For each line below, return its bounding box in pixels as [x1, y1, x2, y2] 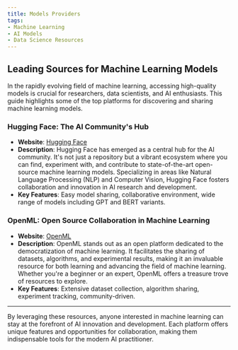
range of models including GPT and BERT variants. [17, 198, 166, 206]
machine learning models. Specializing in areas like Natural [39, 168, 212, 177]
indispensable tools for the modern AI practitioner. [7, 334, 154, 343]
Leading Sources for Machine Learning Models [7, 63, 218, 75]
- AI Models [7, 30, 42, 37]
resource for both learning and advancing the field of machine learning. [17, 262, 227, 270]
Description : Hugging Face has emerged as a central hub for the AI [17, 146, 215, 154]
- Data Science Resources [7, 37, 84, 44]
